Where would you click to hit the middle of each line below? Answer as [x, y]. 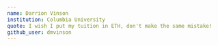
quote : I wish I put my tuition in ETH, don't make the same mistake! [110, 26]
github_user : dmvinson [39, 32]
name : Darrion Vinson [38, 13]
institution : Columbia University [56, 20]
